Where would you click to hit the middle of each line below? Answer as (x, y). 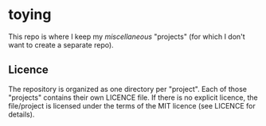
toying (30, 15)
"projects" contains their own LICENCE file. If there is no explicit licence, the (133, 97)
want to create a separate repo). (61, 44)
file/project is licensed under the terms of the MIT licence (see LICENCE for (132, 105)
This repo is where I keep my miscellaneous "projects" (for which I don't (127, 36)
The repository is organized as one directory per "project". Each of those (127, 89)
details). (22, 114)
